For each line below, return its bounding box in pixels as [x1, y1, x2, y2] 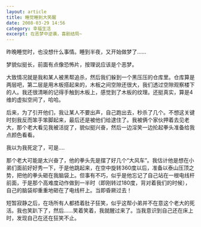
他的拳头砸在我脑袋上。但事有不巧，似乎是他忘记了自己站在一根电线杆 [22, 172, 195, 179]
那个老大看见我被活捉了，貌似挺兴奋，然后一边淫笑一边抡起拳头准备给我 [16, 124, 195, 131]
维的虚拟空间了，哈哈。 [6, 96, 64, 104]
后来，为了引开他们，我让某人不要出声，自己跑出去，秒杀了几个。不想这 [6, 109, 184, 116]
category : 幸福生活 [6, 25, 51, 32]
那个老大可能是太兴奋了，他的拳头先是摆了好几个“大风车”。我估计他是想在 [6, 157, 190, 164]
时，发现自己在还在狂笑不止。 [6, 214, 80, 222]
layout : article [6, 8, 47, 15]
